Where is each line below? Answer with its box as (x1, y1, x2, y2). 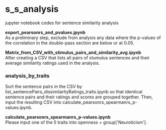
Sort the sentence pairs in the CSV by (5, 84, 83, 89)
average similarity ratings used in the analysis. (5, 60, 100, 66)
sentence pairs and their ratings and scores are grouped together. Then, (5, 94, 153, 100)
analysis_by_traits (5, 72, 50, 79)
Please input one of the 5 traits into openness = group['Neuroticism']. (5, 120, 148, 126)
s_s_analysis (5, 3, 59, 15)
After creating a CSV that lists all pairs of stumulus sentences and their (5, 54, 150, 60)
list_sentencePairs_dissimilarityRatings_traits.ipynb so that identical (5, 89, 143, 95)
